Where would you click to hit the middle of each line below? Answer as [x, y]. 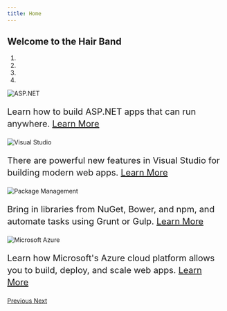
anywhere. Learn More [53, 124]
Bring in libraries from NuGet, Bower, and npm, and [111, 209]
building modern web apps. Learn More [88, 173]
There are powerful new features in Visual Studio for [113, 161]
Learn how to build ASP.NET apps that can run [101, 112]
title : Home [24, 13]
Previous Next [27, 301]
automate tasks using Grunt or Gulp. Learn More [106, 222]
